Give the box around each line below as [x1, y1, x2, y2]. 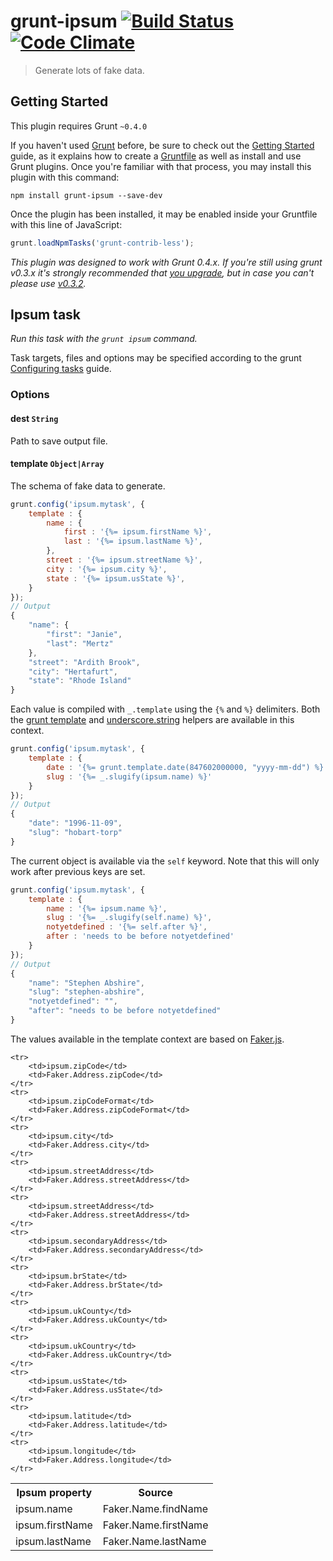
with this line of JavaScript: [10, 218, 123, 230]
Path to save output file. [10, 435, 108, 447]
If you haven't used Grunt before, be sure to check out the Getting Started [10, 139, 315, 151]
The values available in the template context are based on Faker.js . [10, 1033, 285, 1045]
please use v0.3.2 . [10, 277, 87, 289]
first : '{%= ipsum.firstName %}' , [63, 527, 213, 537]
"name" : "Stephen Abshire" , [28, 978, 145, 988]
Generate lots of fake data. [34, 64, 145, 76]
